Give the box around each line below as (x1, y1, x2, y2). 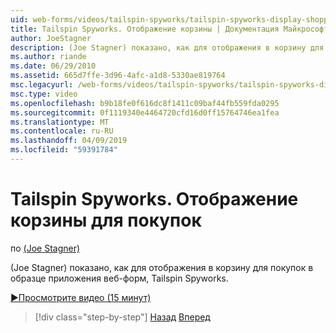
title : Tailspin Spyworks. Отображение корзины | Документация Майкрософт (10, 24, 329, 34)
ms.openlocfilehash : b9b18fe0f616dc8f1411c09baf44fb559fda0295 (10, 98, 280, 108)
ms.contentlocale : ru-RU (10, 126, 114, 136)
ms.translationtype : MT (10, 117, 110, 127)
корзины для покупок (10, 209, 202, 232)
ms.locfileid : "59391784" (10, 145, 118, 155)
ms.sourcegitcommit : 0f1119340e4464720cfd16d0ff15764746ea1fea (10, 107, 280, 118)
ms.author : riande (10, 52, 87, 62)
